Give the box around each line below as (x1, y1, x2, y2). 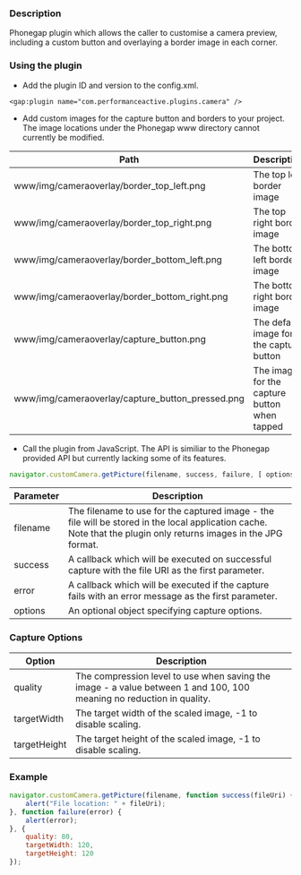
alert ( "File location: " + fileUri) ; (25, 799, 167, 808)
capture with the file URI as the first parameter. (67, 564, 265, 577)
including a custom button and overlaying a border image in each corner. (9, 37, 278, 47)
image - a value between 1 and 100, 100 (75, 681, 251, 693)
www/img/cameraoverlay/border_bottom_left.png (13, 253, 222, 266)
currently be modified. (21, 132, 105, 142)
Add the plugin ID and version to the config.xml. (21, 80, 199, 90)
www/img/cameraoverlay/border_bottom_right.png (13, 290, 228, 303)
